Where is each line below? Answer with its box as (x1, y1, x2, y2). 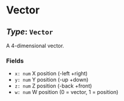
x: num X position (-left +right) (14, 70, 88, 77)
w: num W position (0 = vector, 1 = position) (14, 89, 119, 96)
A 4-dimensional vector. (6, 42, 65, 49)
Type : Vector (6, 27, 53, 37)
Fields (6, 57, 24, 65)
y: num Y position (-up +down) (14, 76, 89, 83)
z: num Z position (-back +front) (14, 82, 92, 89)
